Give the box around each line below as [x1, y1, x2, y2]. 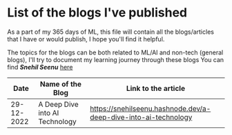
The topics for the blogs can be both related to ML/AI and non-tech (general [7, 48, 224, 56]
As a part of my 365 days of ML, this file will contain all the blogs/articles [7, 28, 214, 36]
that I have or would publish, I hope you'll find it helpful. [7, 34, 165, 43]
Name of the [40, 79, 81, 89]
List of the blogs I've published [7, 5, 188, 21]
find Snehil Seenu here [7, 63, 73, 71]
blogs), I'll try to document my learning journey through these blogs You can [7, 55, 224, 63]
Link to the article [126, 83, 185, 93]
